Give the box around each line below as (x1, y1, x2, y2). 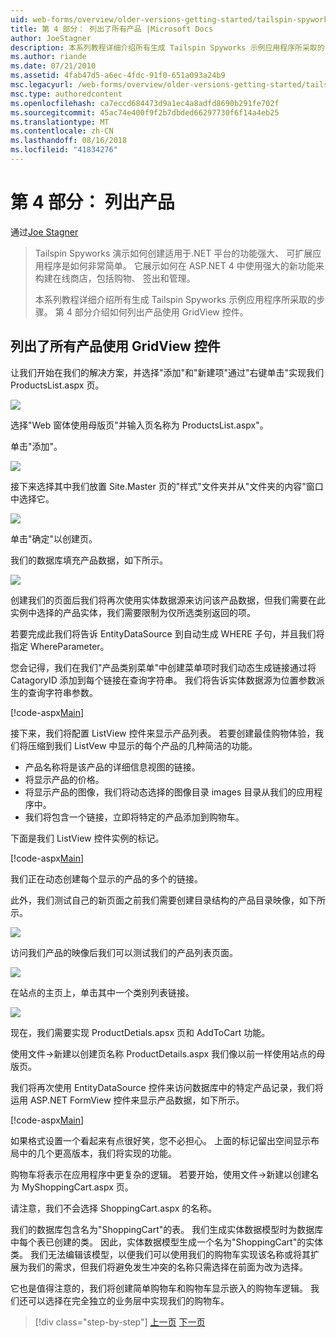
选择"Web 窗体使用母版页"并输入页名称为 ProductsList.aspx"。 (10, 419, 269, 431)
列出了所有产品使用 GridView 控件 (10, 338, 221, 355)
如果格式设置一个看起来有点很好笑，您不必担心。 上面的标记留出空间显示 (10, 1134, 311, 1146)
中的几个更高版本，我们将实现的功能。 (18, 1147, 177, 1159)
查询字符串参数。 (27, 686, 98, 698)
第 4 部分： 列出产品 (10, 191, 175, 214)
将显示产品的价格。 (24, 773, 105, 785)
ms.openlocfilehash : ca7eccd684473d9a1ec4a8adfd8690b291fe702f (10, 98, 280, 108)
